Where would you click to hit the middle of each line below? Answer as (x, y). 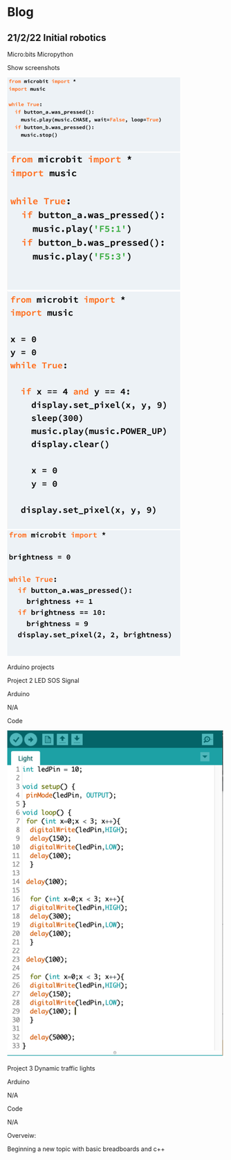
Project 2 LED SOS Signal (43, 680)
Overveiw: (22, 1135)
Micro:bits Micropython (40, 54)
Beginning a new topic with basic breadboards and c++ (86, 1149)
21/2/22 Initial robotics (57, 38)
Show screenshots (34, 68)
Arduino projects (31, 667)
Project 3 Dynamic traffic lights (51, 1068)
